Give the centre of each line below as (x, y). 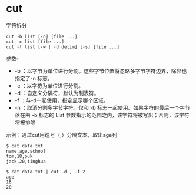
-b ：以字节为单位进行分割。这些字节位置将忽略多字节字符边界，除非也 (101, 71)
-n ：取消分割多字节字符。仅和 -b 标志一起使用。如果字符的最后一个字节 (102, 107)
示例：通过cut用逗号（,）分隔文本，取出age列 (62, 135)
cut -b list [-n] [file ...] (42, 36)
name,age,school (26, 151)
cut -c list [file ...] (35, 42)
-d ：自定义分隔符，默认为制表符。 (57, 93)
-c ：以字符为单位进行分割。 (49, 85)
